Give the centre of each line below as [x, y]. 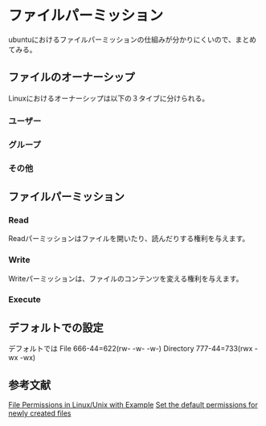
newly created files [40, 413]
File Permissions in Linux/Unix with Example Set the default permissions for [133, 405]
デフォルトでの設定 [56, 328]
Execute [25, 300]
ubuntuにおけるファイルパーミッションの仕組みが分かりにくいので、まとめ [133, 39]
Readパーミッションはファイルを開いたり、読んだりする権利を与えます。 [129, 239]
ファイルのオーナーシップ [72, 78]
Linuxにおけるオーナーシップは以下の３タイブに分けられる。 [109, 98]
